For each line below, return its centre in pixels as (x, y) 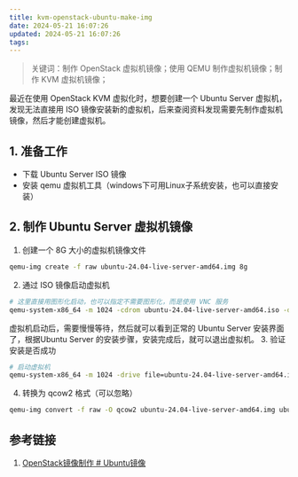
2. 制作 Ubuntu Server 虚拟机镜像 (101, 227)
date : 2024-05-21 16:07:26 (59, 26)
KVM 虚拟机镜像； (74, 80)
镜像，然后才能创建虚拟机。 (60, 121)
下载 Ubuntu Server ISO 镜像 (74, 175)
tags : (19, 42)
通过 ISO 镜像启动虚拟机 (66, 285)
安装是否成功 (32, 350)
